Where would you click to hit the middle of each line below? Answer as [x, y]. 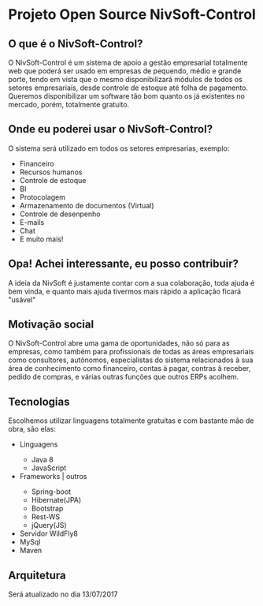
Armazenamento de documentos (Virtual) [87, 205]
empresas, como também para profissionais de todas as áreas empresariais [131, 352]
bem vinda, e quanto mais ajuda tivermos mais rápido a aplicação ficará [125, 291]
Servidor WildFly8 [49, 533]
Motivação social [51, 325]
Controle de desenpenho [60, 214]
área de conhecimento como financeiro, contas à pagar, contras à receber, [130, 368]
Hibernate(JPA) [56, 500]
